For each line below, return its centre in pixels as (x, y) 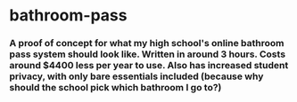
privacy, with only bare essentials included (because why (136, 76)
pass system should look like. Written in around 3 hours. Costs (148, 54)
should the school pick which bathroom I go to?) (115, 88)
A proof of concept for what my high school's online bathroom (147, 43)
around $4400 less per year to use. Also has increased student (149, 66)
